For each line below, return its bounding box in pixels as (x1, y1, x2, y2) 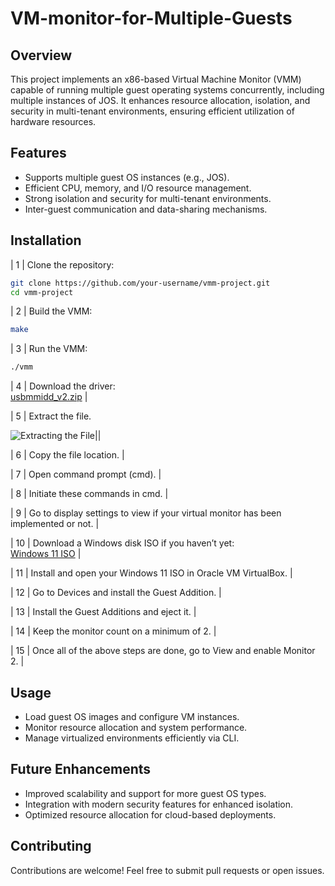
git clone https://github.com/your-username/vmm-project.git (10, 278, 271, 288)
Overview (10, 47, 73, 64)
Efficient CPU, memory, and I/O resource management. (24, 182, 252, 194)
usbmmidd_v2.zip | (10, 391, 88, 403)
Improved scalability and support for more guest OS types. (24, 787, 267, 799)
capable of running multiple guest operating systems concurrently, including (10, 84, 325, 96)
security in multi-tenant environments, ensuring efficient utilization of (10, 105, 295, 117)
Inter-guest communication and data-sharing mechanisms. (24, 203, 268, 215)
